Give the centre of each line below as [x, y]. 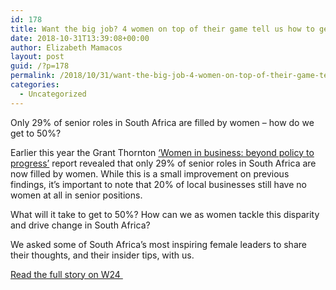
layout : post [37, 57]
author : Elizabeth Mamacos [66, 47]
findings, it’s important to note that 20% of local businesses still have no [158, 184]
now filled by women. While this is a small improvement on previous [150, 173]
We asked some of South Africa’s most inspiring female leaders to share [158, 244]
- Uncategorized [53, 94]
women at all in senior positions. [76, 195]
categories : [35, 85]
